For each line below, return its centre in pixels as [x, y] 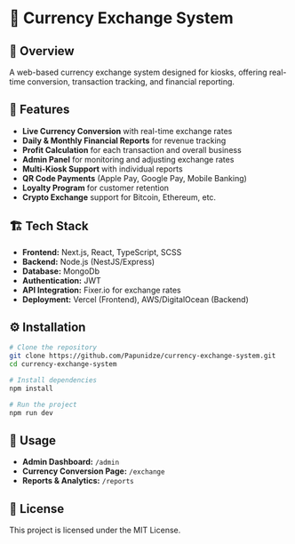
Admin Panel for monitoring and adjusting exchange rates [128, 159]
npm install [31, 388]
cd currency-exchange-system [63, 364]
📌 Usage [32, 440]
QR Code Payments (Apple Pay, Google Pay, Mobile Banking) [134, 178]
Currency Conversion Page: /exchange [93, 471]
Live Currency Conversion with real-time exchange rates [127, 131]
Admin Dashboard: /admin [71, 462]
